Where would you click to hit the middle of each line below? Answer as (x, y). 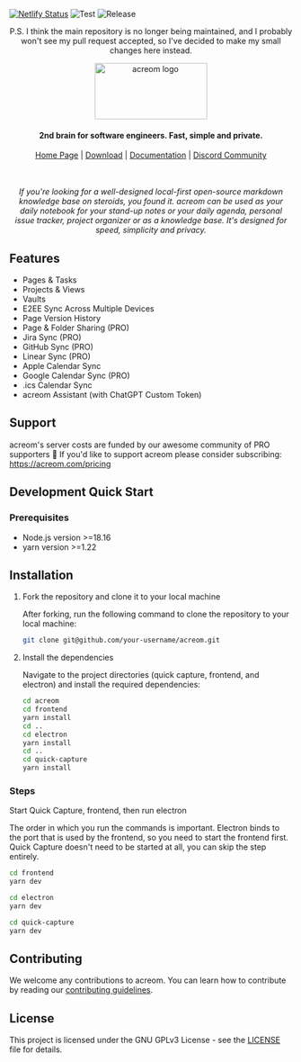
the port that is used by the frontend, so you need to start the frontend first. (149, 838)
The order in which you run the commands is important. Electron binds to (145, 828)
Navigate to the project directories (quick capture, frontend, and (141, 675)
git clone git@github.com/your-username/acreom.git (121, 640)
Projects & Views (53, 290)
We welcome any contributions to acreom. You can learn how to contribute (148, 980)
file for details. (36, 1049)
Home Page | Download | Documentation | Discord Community (151, 155)
